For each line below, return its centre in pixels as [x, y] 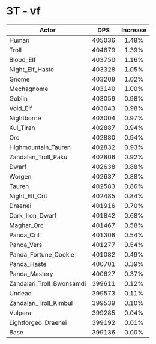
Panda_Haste [28, 264]
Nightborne [25, 118]
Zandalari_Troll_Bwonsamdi [48, 283]
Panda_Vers [26, 245]
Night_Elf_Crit [28, 196]
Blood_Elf [22, 59]
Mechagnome [29, 89]
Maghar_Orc [26, 225]
